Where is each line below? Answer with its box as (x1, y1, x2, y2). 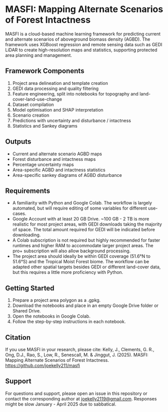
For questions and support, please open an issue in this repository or (5, 390, 148, 396)
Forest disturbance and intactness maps (12, 156, 96, 162)
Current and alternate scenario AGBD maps (12, 151, 102, 157)
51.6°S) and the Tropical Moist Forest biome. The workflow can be (12, 259, 149, 265)
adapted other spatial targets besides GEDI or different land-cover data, (12, 264, 161, 270)
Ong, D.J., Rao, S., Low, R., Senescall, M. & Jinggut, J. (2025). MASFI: (5, 352, 149, 358)
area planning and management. (5, 52, 72, 58)
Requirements (5, 186, 50, 195)
